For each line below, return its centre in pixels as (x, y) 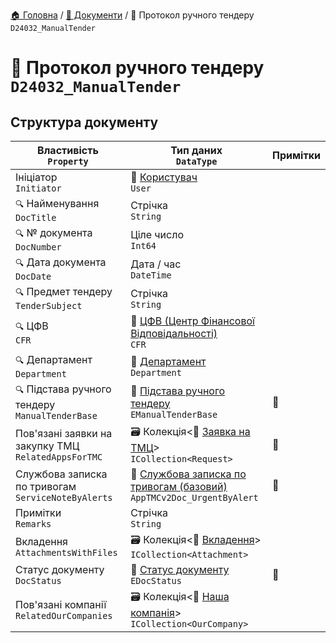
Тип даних (196, 150)
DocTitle (36, 217)
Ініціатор (36, 177)
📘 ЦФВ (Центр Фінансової (192, 321)
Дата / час (156, 264)
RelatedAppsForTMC (59, 457)
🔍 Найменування (57, 203)
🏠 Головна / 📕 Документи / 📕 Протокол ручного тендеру (132, 15)
